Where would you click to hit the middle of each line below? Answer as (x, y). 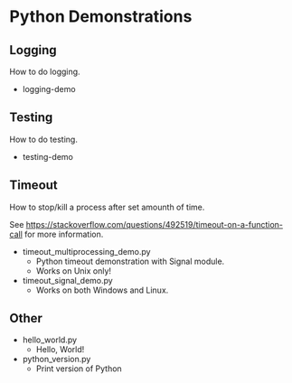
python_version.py (57, 360)
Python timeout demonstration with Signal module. (130, 261)
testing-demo (48, 156)
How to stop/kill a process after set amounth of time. (107, 207)
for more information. (64, 234)
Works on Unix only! (73, 271)
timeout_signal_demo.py (67, 280)
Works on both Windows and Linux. (102, 290)
